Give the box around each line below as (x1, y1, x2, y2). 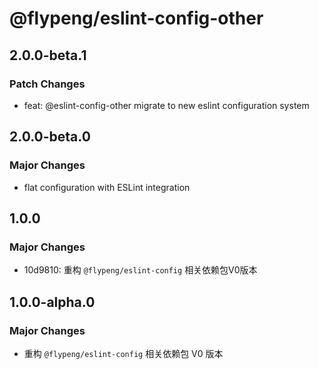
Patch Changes (9, 77, 86, 91)
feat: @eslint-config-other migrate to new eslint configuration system (23, 99, 310, 111)
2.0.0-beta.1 (9, 47, 87, 64)
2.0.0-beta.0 (9, 128, 91, 146)
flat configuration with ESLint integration (23, 181, 191, 193)
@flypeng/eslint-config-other (9, 7, 264, 30)
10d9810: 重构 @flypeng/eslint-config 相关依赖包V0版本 (23, 264, 258, 276)
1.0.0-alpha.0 (9, 293, 96, 311)
